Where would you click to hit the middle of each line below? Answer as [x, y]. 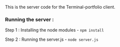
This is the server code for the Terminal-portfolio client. [60, 7]
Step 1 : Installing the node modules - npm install [54, 30]
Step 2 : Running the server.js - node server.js [52, 39]
